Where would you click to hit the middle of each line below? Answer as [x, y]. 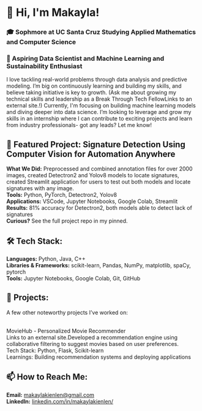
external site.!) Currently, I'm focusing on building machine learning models [101, 106]
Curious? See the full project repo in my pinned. [67, 221]
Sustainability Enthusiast [44, 66]
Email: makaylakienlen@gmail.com [50, 394]
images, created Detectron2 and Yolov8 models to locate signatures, [93, 175]
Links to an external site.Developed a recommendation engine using [92, 337]
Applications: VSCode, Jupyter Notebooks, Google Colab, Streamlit [92, 201]
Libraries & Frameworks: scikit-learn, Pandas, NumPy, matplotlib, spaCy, [99, 266]
